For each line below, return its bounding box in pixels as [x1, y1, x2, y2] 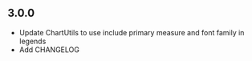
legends [18, 36, 47, 46]
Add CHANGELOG [18, 44, 79, 55]
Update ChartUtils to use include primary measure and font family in [18, 27, 245, 37]
